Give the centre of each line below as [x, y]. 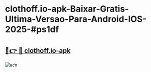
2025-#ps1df [32, 29]
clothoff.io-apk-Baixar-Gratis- [67, 9]
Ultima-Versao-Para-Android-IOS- [76, 19]
